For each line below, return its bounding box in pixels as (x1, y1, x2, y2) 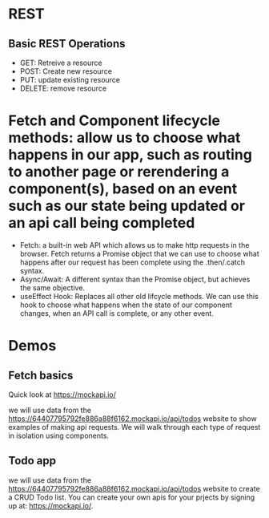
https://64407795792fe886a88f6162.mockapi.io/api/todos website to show (8, 414, 258, 423)
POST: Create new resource (19, 67, 112, 76)
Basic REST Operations (8, 37, 126, 51)
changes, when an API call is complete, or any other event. (19, 308, 215, 318)
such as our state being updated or (8, 197, 246, 215)
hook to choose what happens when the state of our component (19, 300, 232, 310)
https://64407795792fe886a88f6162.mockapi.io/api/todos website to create (8, 484, 260, 493)
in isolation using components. (8, 431, 110, 440)
